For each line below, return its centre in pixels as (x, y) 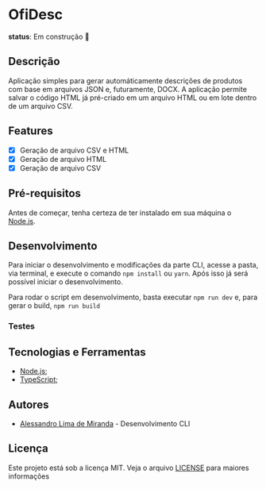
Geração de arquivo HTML (63, 159)
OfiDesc (36, 15)
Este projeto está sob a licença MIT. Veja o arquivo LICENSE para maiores (129, 468)
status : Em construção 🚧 (49, 37)
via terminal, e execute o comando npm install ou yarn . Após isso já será (128, 273)
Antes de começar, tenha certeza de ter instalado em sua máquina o (120, 213)
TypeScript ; (39, 379)
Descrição (34, 62)
